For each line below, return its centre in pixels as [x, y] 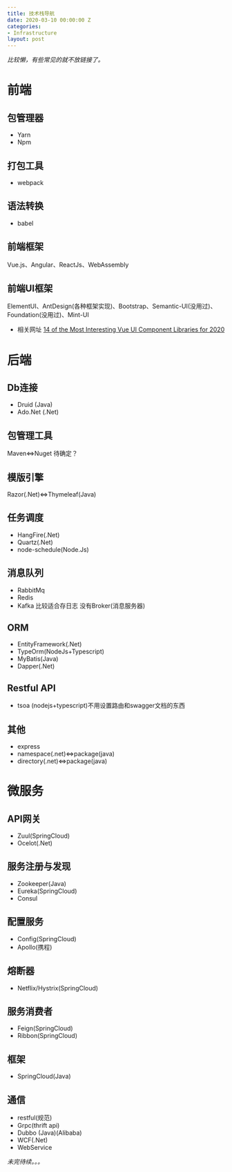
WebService [35, 1147]
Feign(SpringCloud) [45, 1028]
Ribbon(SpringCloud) [47, 1036]
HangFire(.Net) [38, 535]
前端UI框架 [30, 288]
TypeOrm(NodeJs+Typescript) [61, 652]
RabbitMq [31, 590]
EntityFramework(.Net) [49, 644]
